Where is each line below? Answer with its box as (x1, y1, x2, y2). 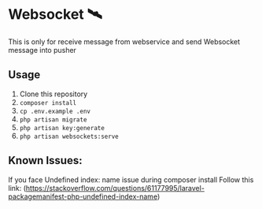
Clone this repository (19, 89, 88, 99)
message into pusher (8, 45, 77, 54)
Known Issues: (8, 154, 83, 167)
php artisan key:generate (19, 124, 105, 132)
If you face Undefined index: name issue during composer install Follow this (8, 174, 254, 185)
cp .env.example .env (19, 107, 90, 115)
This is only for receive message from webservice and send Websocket (8, 36, 241, 47)
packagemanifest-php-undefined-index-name (8, 192, 158, 201)
